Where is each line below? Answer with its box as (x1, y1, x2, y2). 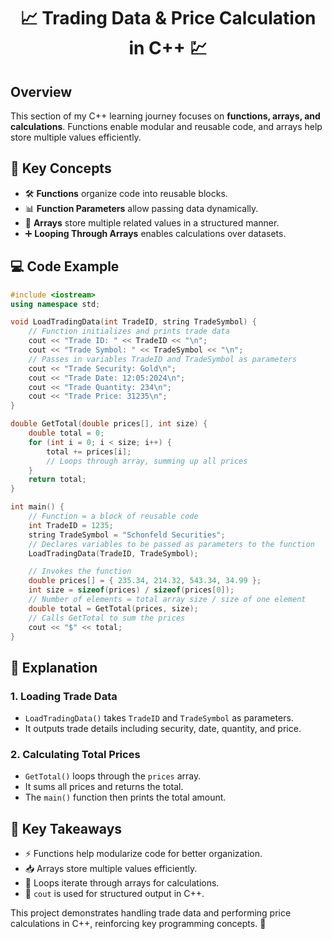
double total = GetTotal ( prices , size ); (28, 603, 199, 614)
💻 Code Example (10, 258, 120, 275)
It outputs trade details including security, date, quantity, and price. (24, 723, 302, 735)
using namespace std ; (10, 299, 101, 309)
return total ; (28, 475, 87, 485)
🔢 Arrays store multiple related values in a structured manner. (24, 216, 280, 229)
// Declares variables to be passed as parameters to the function (28, 539, 315, 549)
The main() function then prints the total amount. (24, 791, 227, 804)
